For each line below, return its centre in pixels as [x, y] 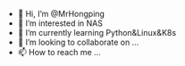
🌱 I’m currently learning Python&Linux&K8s [97, 33]
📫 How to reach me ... [59, 52]
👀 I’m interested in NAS [60, 23]
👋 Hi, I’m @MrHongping [61, 14]
